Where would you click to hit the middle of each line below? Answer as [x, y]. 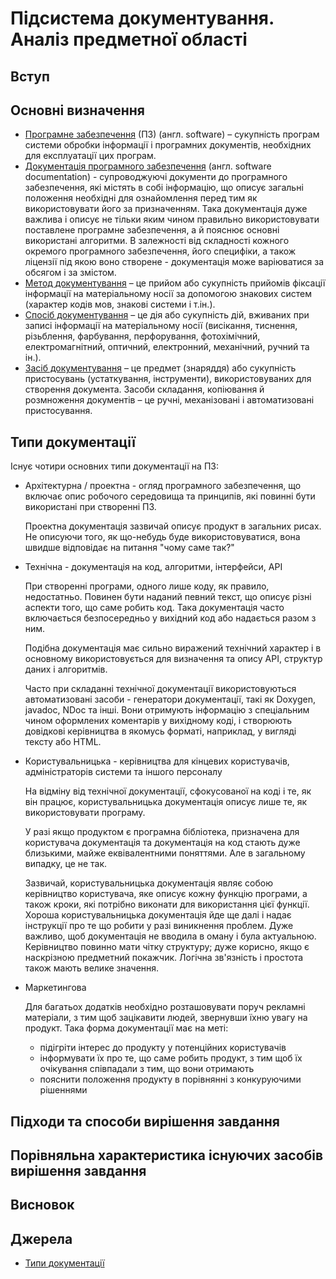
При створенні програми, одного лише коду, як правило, [147, 586]
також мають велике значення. [92, 968]
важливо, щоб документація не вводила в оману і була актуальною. [170, 936]
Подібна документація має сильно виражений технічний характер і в [173, 648]
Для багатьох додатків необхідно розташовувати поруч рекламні [165, 1007]
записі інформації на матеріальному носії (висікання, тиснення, [161, 326]
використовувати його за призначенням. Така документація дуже [166, 209]
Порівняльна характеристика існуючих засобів [167, 1155]
